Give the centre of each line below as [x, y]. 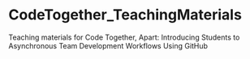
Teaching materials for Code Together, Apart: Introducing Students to [124, 37]
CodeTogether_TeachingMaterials [125, 15]
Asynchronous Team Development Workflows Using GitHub [108, 45]
